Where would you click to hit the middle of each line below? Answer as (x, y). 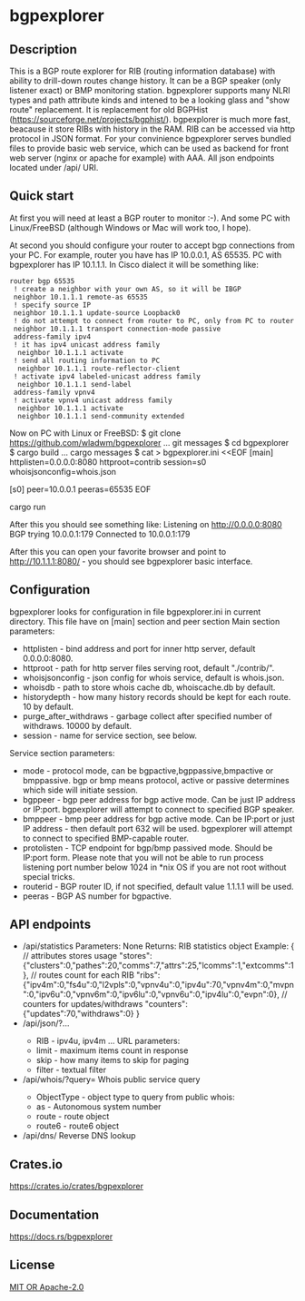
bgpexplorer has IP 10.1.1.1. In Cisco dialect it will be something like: (134, 264)
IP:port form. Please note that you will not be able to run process (143, 857)
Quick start (42, 196)
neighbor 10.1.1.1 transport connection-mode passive (117, 329)
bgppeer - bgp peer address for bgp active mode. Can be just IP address (159, 799)
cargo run (28, 507)
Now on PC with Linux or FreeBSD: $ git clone (95, 433)
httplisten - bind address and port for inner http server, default (139, 648)
